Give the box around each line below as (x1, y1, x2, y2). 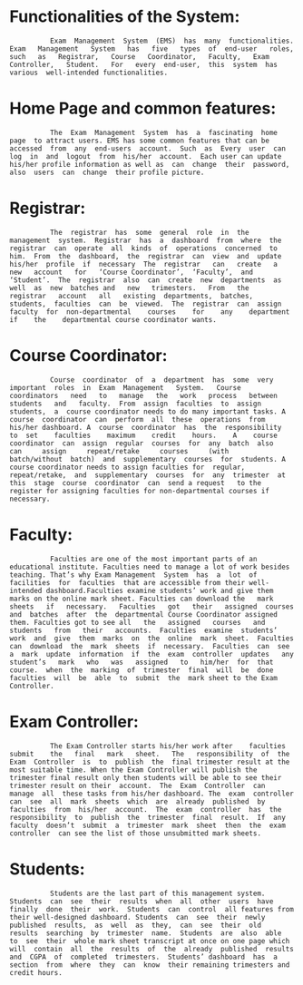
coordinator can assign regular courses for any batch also (9, 438, 274, 448)
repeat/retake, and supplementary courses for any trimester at (9, 470, 286, 480)
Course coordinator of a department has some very (49, 375, 274, 385)
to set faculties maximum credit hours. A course (9, 431, 279, 440)
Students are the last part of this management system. (49, 889, 266, 898)
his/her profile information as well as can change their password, (9, 160, 290, 169)
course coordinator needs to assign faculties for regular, (9, 463, 246, 472)
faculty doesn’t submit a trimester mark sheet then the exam (9, 821, 286, 830)
